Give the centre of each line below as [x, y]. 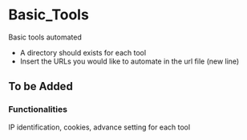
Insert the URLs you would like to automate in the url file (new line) [130, 61]
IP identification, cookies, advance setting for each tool [99, 127]
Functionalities [38, 109]
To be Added [41, 86]
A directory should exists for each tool [83, 52]
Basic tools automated [45, 37]
